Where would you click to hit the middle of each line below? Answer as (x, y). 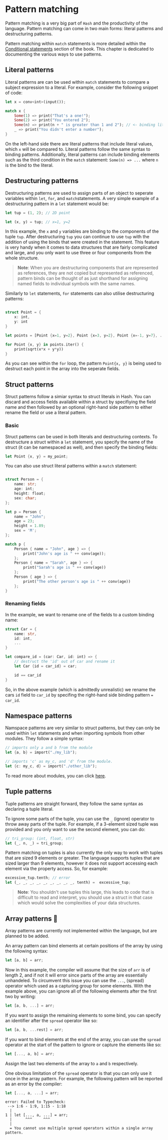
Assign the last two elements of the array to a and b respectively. (72, 1063)
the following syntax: (27, 951)
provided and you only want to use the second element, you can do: (75, 829)
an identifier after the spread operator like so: (51, 1020)
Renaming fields (25, 604)
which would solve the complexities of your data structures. (79, 903)
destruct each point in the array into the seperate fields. (62, 369)
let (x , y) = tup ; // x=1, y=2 (38, 222)
